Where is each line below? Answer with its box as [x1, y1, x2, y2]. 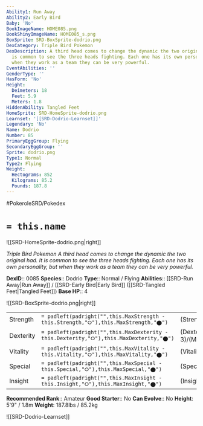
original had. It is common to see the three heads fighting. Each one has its [6, 256, 194, 263]
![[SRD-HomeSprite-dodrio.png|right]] [6, 238, 101, 245]
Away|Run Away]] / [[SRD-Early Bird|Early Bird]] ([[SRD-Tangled [6, 281, 166, 288]
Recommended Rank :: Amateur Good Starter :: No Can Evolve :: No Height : [6, 395, 193, 402]
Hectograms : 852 [11, 172, 53, 178]
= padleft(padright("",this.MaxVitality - [41, 345, 165, 352]
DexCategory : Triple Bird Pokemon [6, 43, 94, 49]
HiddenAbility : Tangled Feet [6, 104, 80, 111]
